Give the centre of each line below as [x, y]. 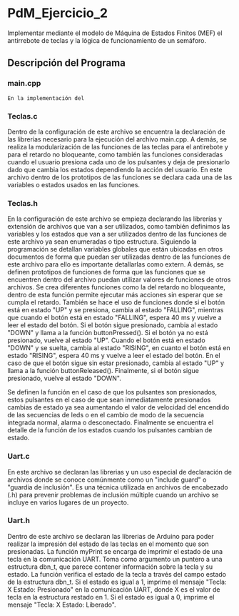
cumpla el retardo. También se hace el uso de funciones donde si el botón [116, 302]
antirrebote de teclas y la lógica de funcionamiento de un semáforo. [107, 40]
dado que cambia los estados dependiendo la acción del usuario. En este [115, 169]
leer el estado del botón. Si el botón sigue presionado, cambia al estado [113, 325]
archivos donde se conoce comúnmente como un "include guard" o [107, 480]
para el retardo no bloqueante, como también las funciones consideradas [115, 154]
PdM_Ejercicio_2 [58, 13]
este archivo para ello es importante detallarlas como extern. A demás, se [116, 264]
